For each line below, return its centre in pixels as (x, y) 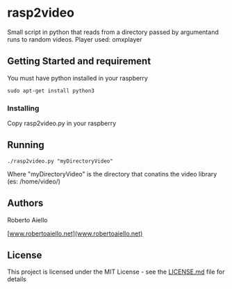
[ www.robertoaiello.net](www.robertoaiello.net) (75, 233)
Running (26, 145)
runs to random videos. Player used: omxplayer (75, 39)
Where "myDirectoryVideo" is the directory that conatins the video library (112, 174)
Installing (23, 108)
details (17, 279)
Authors (25, 203)
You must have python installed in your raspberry (77, 78)
